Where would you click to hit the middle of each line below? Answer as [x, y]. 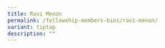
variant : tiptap [31, 27]
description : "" [31, 34]
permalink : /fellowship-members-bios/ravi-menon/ [83, 20]
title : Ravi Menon [35, 14]
